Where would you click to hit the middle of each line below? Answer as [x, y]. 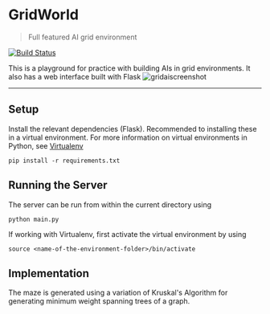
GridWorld [43, 15]
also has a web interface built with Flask [75, 76]
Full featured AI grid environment [82, 37]
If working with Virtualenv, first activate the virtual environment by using [127, 234]
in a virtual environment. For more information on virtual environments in [128, 137]
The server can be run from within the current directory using [110, 204]
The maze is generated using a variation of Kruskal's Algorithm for [118, 293]
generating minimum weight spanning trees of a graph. [99, 301]
